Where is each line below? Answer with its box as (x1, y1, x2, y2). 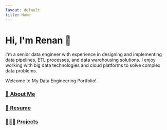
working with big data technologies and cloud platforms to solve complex (5, 62, 161, 68)
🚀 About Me (5, 90, 35, 98)
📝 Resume (5, 104, 31, 112)
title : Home (5, 12, 31, 17)
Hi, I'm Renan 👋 (5, 34, 71, 46)
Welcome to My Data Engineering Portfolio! (5, 78, 97, 84)
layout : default (5, 7, 40, 13)
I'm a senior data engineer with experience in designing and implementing (5, 51, 162, 58)
